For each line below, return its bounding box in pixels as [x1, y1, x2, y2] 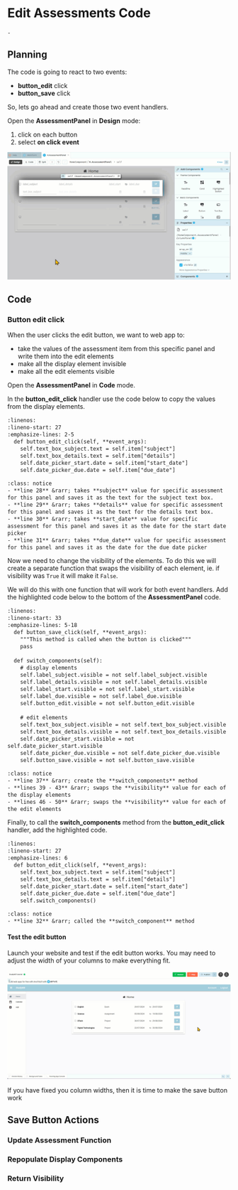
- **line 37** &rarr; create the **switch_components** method [7, 777, 198, 785]
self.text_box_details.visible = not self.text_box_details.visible [20, 729, 227, 736]
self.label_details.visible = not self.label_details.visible [20, 679, 208, 686]
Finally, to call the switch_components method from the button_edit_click [7, 818, 225, 827]
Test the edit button [7, 933, 67, 941]
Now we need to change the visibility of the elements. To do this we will [7, 557, 217, 565]
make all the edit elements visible [17, 368, 115, 376]
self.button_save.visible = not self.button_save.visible [20, 757, 195, 764]
